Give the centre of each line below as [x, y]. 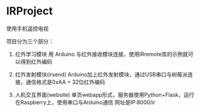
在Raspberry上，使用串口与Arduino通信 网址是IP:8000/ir [85, 102]
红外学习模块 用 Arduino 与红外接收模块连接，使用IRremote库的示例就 [102, 54]
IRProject [30, 11]
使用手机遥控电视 [27, 28]
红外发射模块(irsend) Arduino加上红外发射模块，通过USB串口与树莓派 [101, 74]
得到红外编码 [36, 61]
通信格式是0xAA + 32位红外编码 [65, 82]
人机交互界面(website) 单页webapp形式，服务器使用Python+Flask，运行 [105, 95]
